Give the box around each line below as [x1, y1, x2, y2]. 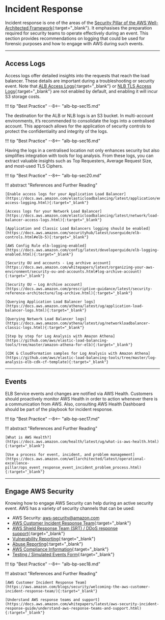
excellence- [5, 461, 29, 465]
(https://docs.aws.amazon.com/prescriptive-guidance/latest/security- [5, 286, 153, 291]
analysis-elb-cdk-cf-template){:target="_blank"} [5, 359, 109, 365]
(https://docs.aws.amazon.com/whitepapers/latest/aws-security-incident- [5, 602, 160, 607]
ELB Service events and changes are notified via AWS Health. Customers [5, 390, 153, 397]
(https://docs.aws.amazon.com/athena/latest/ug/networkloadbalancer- [5, 321, 151, 326]
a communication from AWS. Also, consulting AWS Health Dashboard [5, 401, 145, 407]
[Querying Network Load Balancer [5, 316, 74, 321]
